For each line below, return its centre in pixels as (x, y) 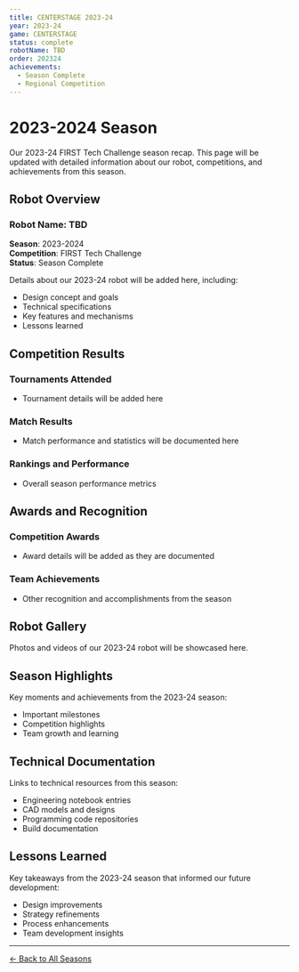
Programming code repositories (80, 819)
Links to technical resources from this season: (94, 782)
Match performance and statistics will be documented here (130, 441)
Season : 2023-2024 (47, 244)
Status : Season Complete (57, 263)
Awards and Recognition (79, 511)
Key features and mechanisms (77, 316)
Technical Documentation (82, 761)
